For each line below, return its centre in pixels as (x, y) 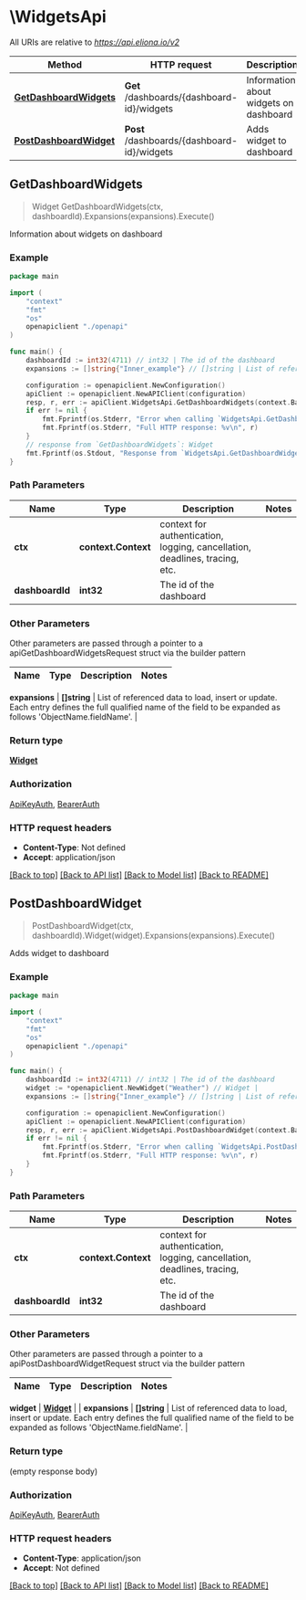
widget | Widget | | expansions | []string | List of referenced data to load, (148, 1408)
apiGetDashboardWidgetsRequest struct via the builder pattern (127, 653)
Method (65, 64)
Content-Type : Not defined (74, 847)
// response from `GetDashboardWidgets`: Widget (120, 445)
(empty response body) (54, 1471)
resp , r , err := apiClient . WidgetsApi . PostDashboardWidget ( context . (158, 1130)
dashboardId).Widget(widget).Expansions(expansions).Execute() (153, 935)
